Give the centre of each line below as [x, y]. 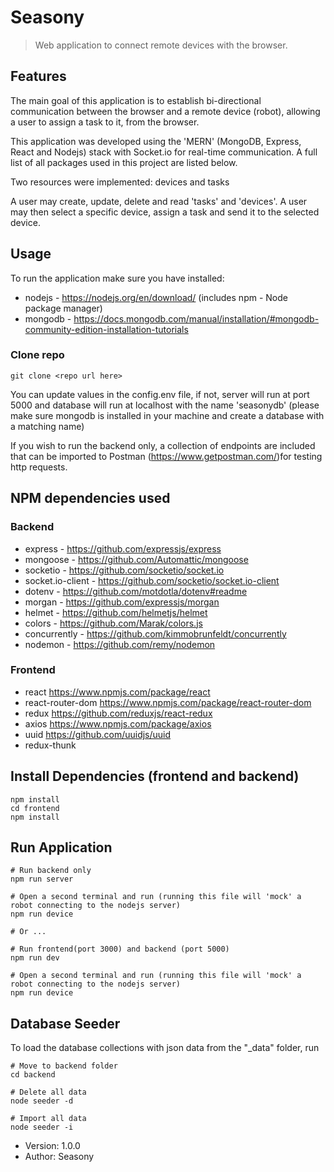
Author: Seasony [59, 1157]
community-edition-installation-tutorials [106, 329]
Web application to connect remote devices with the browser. [161, 45]
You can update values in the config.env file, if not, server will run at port [160, 394]
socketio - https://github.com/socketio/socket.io [124, 570]
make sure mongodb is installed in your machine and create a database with [167, 415]
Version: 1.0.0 [52, 1146]
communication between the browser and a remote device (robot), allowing [165, 111]
